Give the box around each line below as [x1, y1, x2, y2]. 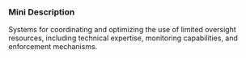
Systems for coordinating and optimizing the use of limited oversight [8, 25, 236, 35]
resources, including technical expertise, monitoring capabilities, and [8, 33, 239, 43]
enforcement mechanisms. [8, 42, 98, 52]
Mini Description [8, 6, 75, 18]
